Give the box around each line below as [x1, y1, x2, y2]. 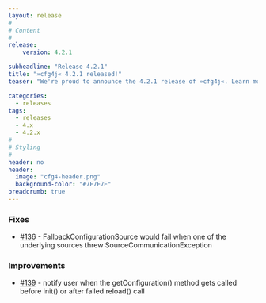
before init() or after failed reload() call [19, 286, 145, 296]
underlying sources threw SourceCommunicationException [19, 240, 212, 250]
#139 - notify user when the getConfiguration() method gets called [19, 278, 237, 288]
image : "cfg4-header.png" [15, 173, 101, 181]
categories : [8, 92, 47, 100]
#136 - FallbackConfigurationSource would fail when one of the [19, 232, 227, 242]
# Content [8, 26, 41, 34]
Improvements [8, 260, 66, 271]
